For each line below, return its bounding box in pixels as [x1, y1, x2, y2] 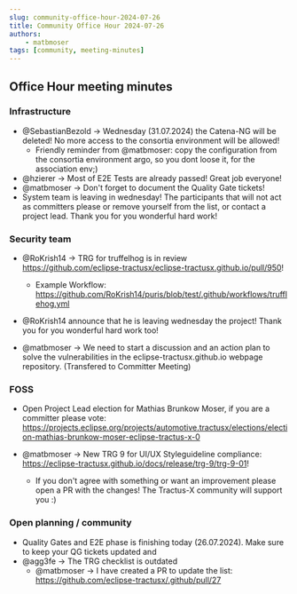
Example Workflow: [35, 280, 106, 290]
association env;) [35, 163, 98, 174]
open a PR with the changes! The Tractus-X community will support [35, 485, 283, 495]
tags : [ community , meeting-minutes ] [9, 46, 145, 55]
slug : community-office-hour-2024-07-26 [9, 12, 161, 22]
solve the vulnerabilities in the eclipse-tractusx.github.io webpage [21, 352, 263, 362]
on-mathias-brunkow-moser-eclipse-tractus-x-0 [21, 432, 201, 442]
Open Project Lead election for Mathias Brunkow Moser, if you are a [21, 403, 270, 414]
